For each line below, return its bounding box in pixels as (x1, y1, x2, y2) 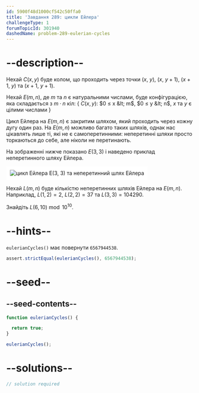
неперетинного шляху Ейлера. (6, 155, 84, 162)
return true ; (11, 325, 44, 331)
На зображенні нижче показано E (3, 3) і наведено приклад (6, 148, 156, 155)
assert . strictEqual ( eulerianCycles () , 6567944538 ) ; (6, 255, 137, 261)
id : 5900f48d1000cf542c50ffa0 (6, 8, 81, 15)
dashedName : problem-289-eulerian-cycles (6, 31, 110, 37)
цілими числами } (6, 106, 52, 113)
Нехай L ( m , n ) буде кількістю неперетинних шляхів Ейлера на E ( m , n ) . (6, 185, 182, 192)
